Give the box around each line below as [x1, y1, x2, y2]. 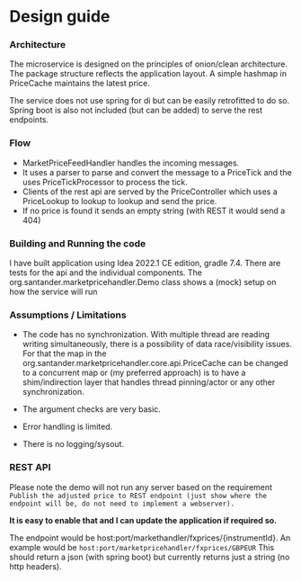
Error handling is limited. [22, 421, 113, 433]
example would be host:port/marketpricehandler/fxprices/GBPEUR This [9, 541, 275, 552]
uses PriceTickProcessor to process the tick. [22, 176, 189, 187]
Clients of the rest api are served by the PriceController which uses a [22, 186, 279, 197]
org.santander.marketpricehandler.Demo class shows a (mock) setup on [9, 277, 277, 288]
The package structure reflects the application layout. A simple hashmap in [9, 68, 288, 79]
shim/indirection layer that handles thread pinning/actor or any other [22, 377, 276, 388]
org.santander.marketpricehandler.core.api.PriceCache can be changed [22, 358, 288, 369]
